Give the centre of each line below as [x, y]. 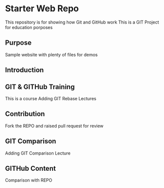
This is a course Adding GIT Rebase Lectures [51, 98]
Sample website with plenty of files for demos [52, 54]
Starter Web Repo [42, 9]
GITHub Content [30, 168]
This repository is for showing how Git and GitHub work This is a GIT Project [82, 22]
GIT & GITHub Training [40, 87]
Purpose [18, 43]
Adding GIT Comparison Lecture [38, 153]
